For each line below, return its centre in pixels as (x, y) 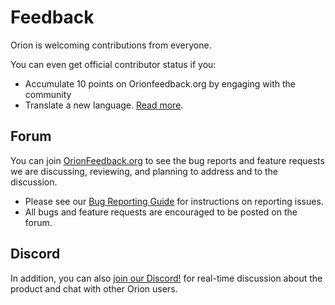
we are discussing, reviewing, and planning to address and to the (144, 171)
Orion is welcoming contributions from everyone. (111, 45)
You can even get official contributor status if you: (113, 64)
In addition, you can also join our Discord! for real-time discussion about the (166, 278)
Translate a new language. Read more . (104, 105)
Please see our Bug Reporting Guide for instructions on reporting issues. (174, 201)
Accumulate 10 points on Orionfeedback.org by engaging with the (160, 83)
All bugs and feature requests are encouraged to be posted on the (161, 212)
